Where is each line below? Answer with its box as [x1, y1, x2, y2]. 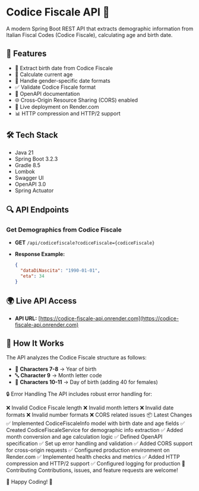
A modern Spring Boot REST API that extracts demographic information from [6, 25, 194, 32]
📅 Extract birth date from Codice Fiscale [14, 64, 113, 71]
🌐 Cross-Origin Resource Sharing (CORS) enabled [14, 96, 138, 104]
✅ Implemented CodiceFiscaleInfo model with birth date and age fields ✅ [6, 420, 185, 427]
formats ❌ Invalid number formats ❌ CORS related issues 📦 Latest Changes [6, 411, 192, 418]
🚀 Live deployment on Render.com [14, 103, 99, 110]
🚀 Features [6, 49, 47, 59]
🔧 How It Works [6, 338, 64, 348]
